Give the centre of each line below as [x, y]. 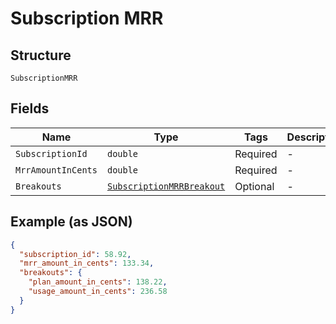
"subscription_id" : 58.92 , [75, 254]
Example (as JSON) [71, 222]
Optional [254, 186]
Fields [30, 108]
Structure [41, 55]
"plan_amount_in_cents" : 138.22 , [98, 282]
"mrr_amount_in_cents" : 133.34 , [87, 263]
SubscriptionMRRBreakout [166, 186]
